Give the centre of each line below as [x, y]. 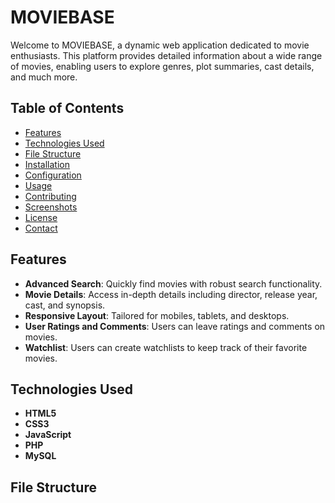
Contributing [50, 196]
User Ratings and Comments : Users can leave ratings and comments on [175, 326]
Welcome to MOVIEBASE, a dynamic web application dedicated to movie [160, 45]
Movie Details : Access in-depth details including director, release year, [171, 294]
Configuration [53, 175]
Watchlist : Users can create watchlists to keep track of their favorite [166, 347]
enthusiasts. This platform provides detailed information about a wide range [166, 55]
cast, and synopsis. [65, 305]
